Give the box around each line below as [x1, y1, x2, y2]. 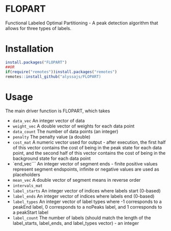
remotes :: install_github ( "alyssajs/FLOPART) [5, 74, 101, 79]
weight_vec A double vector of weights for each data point [12, 123, 135, 129]
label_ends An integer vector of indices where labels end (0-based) [12, 193, 155, 200]
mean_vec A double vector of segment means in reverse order [12, 177, 141, 183]
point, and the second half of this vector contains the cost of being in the [12, 150, 166, 156]
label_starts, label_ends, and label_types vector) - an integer [12, 220, 139, 226]
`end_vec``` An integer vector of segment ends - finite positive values [12, 161, 158, 167]
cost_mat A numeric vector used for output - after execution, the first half [12, 139, 166, 145]
